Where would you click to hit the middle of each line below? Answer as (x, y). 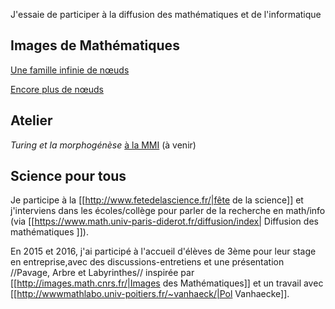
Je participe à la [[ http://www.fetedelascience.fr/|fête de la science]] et (157, 200)
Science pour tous (68, 176)
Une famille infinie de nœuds (70, 70)
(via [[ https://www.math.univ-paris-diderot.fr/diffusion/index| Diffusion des (164, 221)
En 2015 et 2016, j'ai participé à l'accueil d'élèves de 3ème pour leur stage (163, 251)
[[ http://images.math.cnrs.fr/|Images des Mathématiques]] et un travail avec (167, 283)
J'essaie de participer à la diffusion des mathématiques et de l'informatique (166, 14)
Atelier (31, 120)
